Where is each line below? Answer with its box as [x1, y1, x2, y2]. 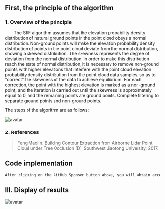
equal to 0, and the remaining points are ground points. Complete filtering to [5, 92, 159, 98]
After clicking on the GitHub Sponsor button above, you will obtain [5, 172, 151, 177]
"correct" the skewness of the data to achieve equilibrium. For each [5, 77, 142, 82]
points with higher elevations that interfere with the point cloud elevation [5, 66, 152, 72]
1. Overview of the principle [5, 19, 72, 26]
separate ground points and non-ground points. [5, 98, 102, 104]
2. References [5, 129, 39, 135]
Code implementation [5, 159, 73, 168]
